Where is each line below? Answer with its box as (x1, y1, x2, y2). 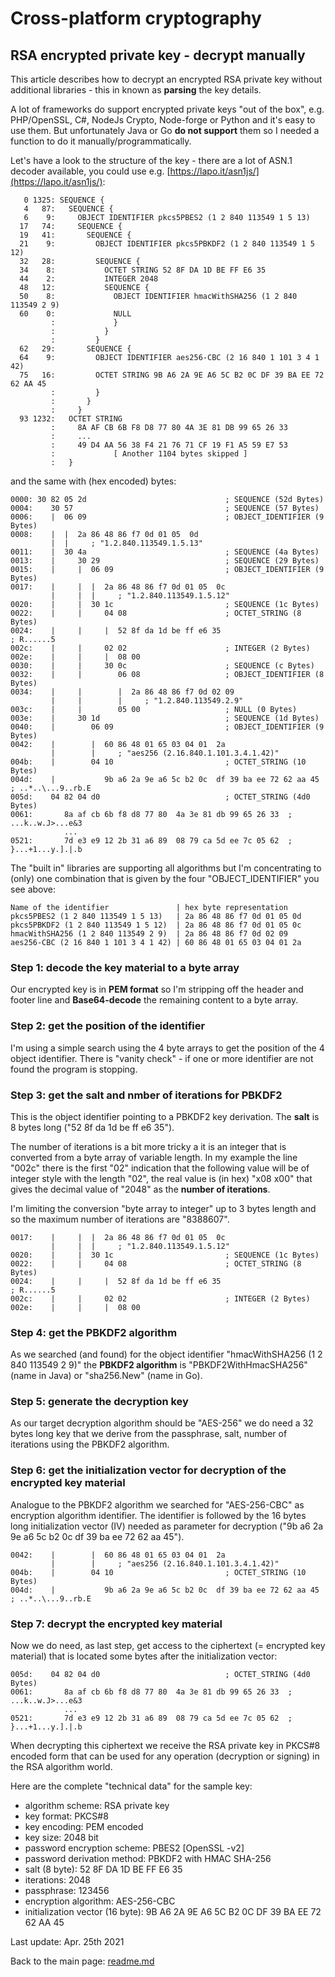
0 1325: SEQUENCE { (23, 195, 105, 205)
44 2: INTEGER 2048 (19, 274, 159, 284)
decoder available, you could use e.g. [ (10, 165, 171, 177)
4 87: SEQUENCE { (23, 204, 114, 214)
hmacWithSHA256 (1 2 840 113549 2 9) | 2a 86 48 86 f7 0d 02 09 (10, 929, 288, 939)
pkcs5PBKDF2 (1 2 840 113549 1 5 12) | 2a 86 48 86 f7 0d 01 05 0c (10, 920, 302, 930)
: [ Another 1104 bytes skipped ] (50, 449, 248, 459)
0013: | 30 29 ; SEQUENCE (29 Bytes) (10, 556, 320, 566)
